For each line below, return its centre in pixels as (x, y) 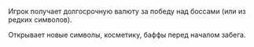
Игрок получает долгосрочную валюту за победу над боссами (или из (127, 11)
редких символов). (40, 20)
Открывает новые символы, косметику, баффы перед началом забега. (127, 35)
